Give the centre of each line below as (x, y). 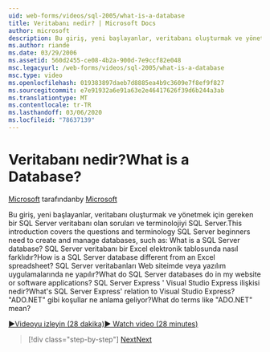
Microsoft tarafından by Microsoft (63, 199)
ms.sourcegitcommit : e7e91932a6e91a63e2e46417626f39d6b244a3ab (117, 90)
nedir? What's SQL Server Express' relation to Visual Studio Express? (122, 291)
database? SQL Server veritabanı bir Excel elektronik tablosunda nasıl (123, 249)
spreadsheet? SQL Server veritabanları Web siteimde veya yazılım (117, 265)
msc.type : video (35, 75)
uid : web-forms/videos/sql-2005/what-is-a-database (96, 16)
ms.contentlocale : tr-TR (50, 105)
